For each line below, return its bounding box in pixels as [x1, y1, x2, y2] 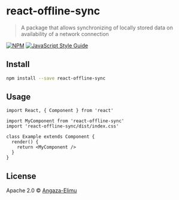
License [6, 171, 37, 181]
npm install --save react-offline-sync [6, 75, 106, 81]
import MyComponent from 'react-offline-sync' [6, 118, 125, 124]
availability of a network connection [20, 30, 110, 37]
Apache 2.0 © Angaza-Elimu [6, 187, 77, 194]
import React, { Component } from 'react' [6, 108, 114, 114]
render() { [11, 139, 39, 145]
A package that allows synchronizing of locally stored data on [20, 24, 174, 31]
